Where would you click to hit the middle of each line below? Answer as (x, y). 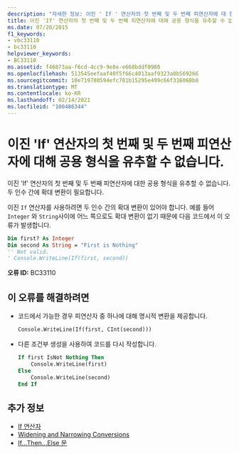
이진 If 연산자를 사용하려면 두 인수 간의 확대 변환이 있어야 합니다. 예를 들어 (111, 207)
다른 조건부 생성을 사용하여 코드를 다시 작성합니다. (87, 344)
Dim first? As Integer (41, 238)
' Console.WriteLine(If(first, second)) (68, 258)
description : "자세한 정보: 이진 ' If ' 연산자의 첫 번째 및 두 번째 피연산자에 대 (117, 14)
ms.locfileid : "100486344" (47, 107)
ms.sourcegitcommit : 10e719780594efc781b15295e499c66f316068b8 (103, 80)
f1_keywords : (27, 34)
